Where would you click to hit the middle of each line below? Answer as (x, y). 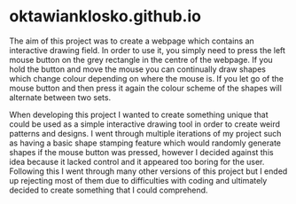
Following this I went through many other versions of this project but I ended (148, 171)
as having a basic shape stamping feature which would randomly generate (145, 143)
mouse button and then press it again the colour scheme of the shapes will (145, 88)
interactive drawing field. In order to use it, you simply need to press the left (148, 50)
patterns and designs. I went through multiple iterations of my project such (145, 133)
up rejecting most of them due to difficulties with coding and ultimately (138, 180)
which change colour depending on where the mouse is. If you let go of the (146, 78)
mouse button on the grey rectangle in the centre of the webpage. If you (141, 59)
